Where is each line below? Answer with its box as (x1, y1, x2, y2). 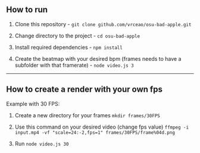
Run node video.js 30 (14, 140, 69, 147)
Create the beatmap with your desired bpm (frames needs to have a (14, 55, 182, 62)
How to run (6, 5, 48, 15)
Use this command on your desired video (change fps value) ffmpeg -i (14, 123, 189, 130)
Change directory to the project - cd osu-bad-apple (14, 32, 140, 39)
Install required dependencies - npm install (14, 43, 123, 51)
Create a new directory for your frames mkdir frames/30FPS (14, 111, 161, 118)
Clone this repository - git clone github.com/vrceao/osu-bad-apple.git (14, 20, 192, 27)
